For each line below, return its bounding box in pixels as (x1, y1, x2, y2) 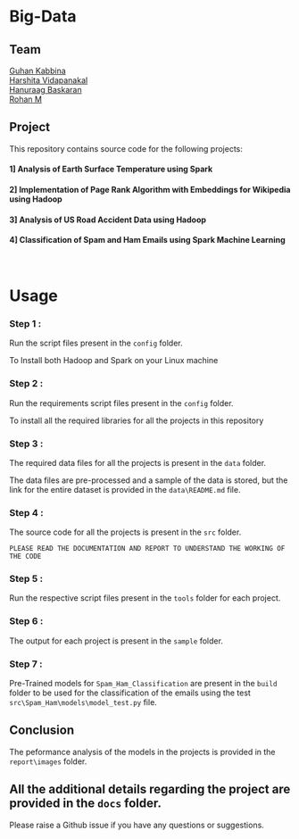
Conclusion (9, 723, 75, 738)
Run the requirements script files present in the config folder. (9, 397, 234, 408)
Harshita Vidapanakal (9, 75, 88, 86)
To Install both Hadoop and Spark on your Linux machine (9, 355, 219, 366)
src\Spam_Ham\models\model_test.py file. (9, 697, 158, 708)
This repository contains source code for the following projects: (9, 143, 244, 154)
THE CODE (9, 552, 42, 561)
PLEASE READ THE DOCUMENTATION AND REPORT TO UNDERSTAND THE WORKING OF (9, 544, 286, 553)
